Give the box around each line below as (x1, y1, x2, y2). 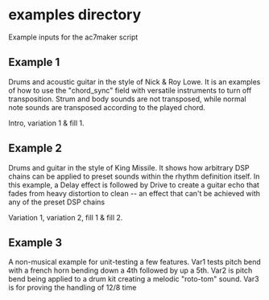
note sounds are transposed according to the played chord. (8, 102, 205, 112)
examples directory (8, 6, 142, 24)
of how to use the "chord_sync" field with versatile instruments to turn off (8, 85, 252, 95)
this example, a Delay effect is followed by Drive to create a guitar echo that (8, 179, 260, 190)
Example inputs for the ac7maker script (8, 32, 139, 42)
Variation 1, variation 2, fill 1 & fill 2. (8, 212, 123, 222)
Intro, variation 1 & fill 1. (8, 118, 85, 128)
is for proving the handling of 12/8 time (8, 283, 137, 293)
